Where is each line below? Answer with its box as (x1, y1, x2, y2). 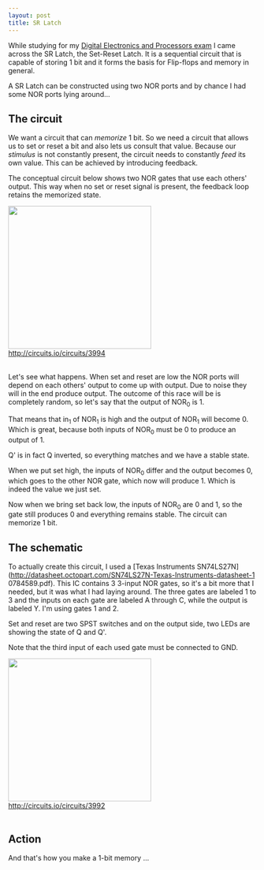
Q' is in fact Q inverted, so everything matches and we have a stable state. (8, 450, 250, 460)
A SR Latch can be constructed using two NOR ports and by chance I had (8, 80, 247, 91)
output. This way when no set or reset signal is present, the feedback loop (8, 182, 250, 192)
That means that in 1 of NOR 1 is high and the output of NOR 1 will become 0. (8, 415, 249, 426)
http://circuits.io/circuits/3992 (8, 801, 106, 811)
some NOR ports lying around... (8, 89, 110, 99)
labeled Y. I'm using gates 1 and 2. (8, 604, 120, 614)
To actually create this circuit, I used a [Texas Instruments (8, 562, 195, 572)
